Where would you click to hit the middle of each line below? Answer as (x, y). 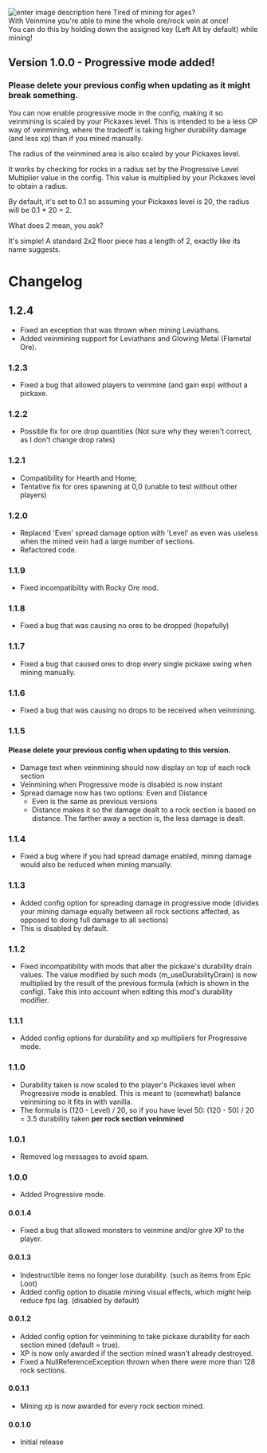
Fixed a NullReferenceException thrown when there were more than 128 (137, 1361)
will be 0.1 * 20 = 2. (40, 210)
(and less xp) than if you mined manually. (76, 138)
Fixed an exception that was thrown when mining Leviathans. (120, 330)
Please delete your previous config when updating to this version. (120, 750)
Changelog (45, 281)
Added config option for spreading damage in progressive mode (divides (139, 903)
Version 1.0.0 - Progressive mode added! (112, 63)
